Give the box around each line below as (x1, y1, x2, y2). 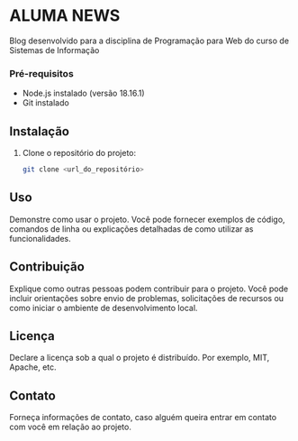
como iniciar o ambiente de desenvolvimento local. (9, 302, 198, 313)
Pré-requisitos (9, 67, 74, 79)
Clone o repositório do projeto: (22, 148, 137, 159)
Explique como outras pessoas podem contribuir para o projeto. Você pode (9, 283, 289, 294)
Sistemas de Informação (9, 44, 100, 55)
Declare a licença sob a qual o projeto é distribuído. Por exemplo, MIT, (9, 353, 270, 363)
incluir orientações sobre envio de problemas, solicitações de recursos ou (9, 292, 284, 303)
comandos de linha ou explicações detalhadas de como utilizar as (9, 223, 254, 234)
